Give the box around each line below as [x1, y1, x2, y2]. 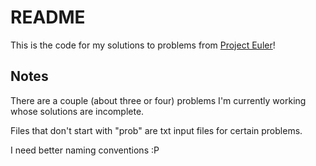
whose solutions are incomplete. [10, 105, 145, 117]
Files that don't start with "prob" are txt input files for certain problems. [10, 124, 303, 136]
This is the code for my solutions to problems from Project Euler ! [10, 39, 276, 51]
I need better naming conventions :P [10, 144, 160, 156]
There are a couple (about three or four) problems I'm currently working [10, 94, 307, 106]
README [10, 6, 86, 29]
